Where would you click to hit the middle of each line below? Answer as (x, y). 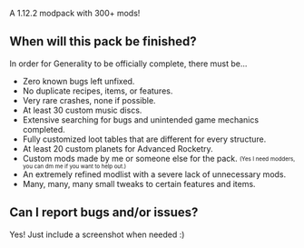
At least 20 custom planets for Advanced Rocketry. (118, 148)
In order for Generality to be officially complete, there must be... (128, 64)
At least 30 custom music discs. (82, 110)
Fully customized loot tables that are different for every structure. (144, 139)
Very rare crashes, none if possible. (89, 100)
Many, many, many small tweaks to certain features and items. (139, 184)
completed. (44, 129)
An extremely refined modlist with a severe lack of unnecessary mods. (154, 174)
